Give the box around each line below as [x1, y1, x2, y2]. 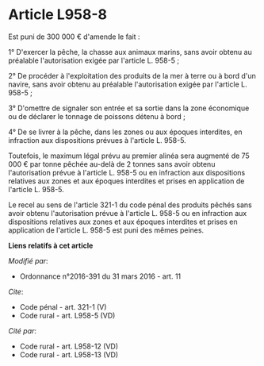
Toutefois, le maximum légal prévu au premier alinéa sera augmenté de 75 [8, 151, 250, 160]
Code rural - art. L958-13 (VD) [19, 349, 119, 359]
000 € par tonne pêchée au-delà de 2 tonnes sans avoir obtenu [8, 159, 216, 168]
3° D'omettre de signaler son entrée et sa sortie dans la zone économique [8, 103, 250, 113]
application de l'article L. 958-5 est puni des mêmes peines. [8, 225, 205, 235]
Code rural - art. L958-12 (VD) [19, 341, 119, 351]
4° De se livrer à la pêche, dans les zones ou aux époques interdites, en [8, 127, 243, 137]
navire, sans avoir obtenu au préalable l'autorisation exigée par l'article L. [8, 79, 247, 89]
